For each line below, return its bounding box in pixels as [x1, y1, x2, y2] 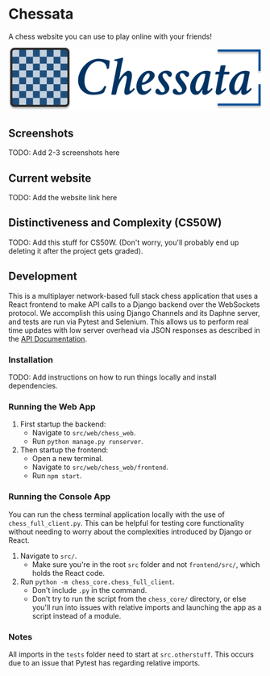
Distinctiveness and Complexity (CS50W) [8, 216, 222, 230]
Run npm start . [31, 471, 82, 481]
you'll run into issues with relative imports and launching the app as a [31, 603, 262, 612]
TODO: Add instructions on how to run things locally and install [8, 372, 217, 382]
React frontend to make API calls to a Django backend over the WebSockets [8, 300, 260, 309]
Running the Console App [8, 491, 111, 502]
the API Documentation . [8, 334, 87, 343]
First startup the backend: [19, 419, 106, 429]
